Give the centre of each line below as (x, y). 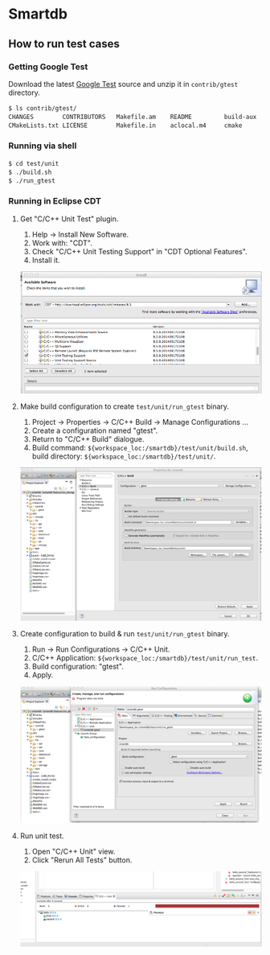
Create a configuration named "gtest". (95, 430)
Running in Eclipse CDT (55, 201)
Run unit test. (42, 836)
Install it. (46, 260)
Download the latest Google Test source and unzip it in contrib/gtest (123, 84)
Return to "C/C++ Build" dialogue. (88, 438)
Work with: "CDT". (62, 243)
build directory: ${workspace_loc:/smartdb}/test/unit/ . (124, 456)
